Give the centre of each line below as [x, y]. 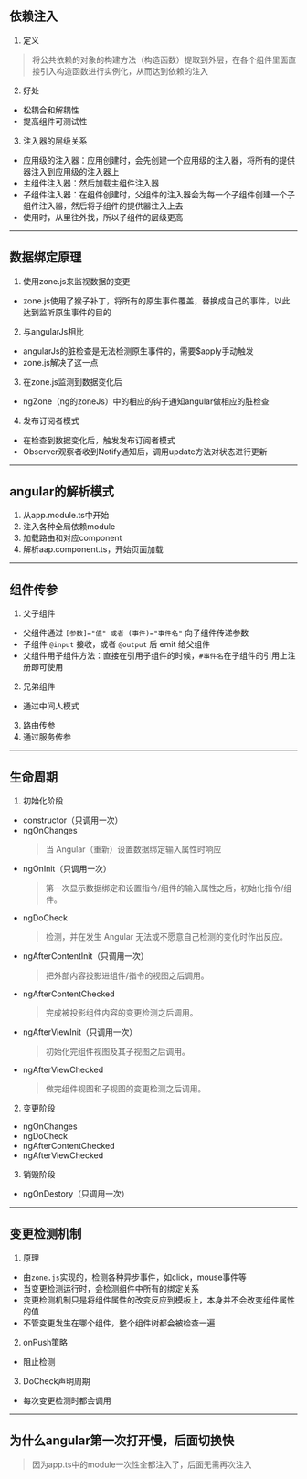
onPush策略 [45, 1342]
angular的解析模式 [62, 492]
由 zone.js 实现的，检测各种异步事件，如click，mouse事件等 [134, 1277]
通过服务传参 [47, 737]
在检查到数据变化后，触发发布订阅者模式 [99, 440]
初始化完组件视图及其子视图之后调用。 [117, 1052]
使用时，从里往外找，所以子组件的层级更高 [103, 217]
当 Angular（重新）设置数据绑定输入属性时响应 [133, 849]
